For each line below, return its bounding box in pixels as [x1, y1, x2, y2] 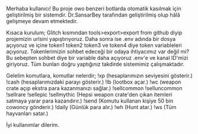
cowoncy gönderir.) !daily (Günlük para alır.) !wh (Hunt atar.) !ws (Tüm [6, 104, 177, 110]
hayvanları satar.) [6, 110, 49, 117]
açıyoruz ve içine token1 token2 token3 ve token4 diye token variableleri [6, 42, 182, 49]
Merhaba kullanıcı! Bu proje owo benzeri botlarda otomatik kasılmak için [6, 5, 182, 12]
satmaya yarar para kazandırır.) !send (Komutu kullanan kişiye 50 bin [6, 97, 174, 104]
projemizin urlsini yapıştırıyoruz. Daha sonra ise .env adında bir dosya [6, 36, 176, 42]
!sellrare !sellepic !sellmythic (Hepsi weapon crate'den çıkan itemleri [6, 91, 173, 98]
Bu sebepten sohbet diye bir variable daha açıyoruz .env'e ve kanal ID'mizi [6, 55, 189, 61]
